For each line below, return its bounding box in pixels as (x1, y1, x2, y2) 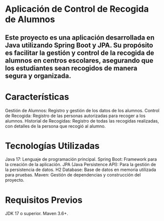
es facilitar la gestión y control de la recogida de (5, 49, 154, 57)
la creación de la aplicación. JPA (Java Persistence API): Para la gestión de (5, 162, 156, 168)
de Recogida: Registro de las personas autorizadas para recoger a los (5, 113, 146, 119)
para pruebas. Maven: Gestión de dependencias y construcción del (5, 172, 141, 178)
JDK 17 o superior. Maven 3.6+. (5, 211, 69, 217)
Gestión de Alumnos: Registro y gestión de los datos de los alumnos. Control (5, 107, 160, 113)
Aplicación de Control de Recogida (5, 3, 149, 15)
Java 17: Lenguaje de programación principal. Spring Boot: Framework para (5, 156, 157, 162)
